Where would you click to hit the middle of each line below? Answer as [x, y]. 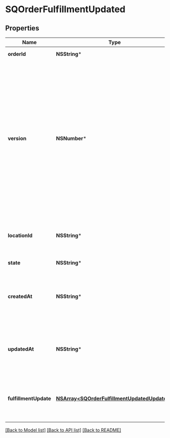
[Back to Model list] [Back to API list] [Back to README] [63, 430]
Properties [22, 28]
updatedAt [21, 349]
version [17, 138]
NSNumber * [71, 138]
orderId [17, 54]
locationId [20, 235]
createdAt [20, 296]
